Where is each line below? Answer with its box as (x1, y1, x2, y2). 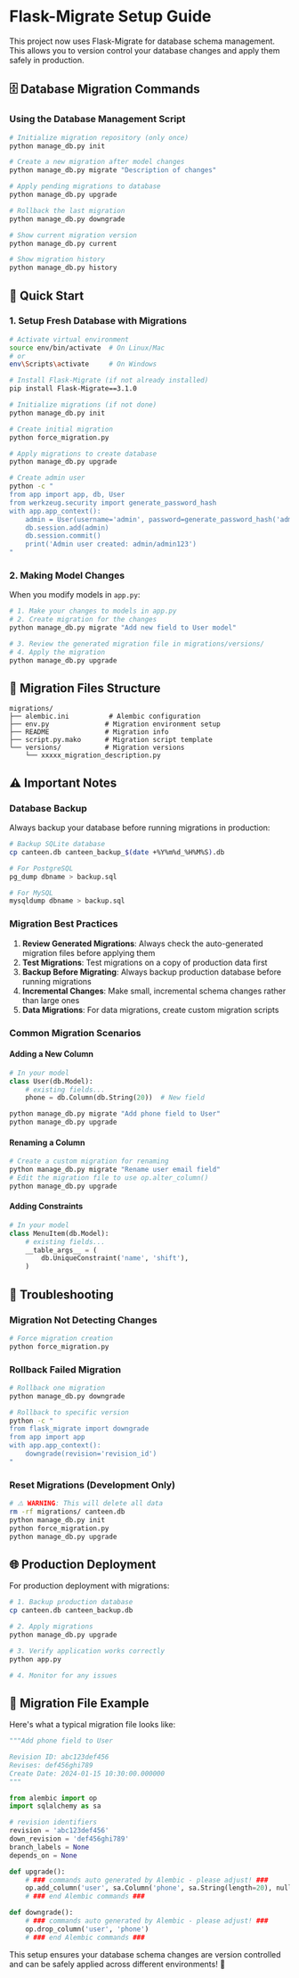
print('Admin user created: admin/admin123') (25, 540, 198, 549)
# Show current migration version (9, 230, 138, 240)
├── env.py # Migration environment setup (9, 720, 221, 729)
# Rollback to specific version (9, 1407, 129, 1417)
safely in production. (9, 54, 85, 65)
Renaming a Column (9, 1137, 86, 1148)
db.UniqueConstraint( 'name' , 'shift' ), (41, 1254, 190, 1263)
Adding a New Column (9, 1049, 93, 1059)
